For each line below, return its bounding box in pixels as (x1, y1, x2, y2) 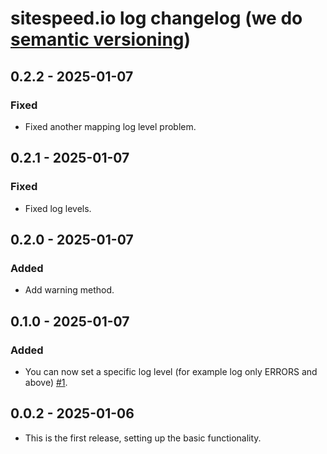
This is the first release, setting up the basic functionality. (24, 432, 262, 444)
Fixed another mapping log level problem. (24, 120, 197, 132)
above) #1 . (24, 376, 68, 388)
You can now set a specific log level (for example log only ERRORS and (24, 365, 318, 377)
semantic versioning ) (10, 28, 192, 51)
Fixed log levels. (24, 202, 92, 214)
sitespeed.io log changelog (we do (10, 7, 303, 30)
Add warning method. (24, 284, 115, 296)
